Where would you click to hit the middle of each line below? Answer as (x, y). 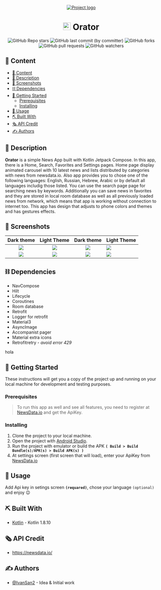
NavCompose (26, 286)
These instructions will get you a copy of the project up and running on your (80, 379)
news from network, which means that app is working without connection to (81, 201)
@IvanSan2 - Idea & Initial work (43, 582)
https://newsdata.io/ (32, 553)
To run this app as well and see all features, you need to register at (83, 407)
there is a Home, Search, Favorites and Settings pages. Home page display (80, 165)
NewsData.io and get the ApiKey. (50, 412)
